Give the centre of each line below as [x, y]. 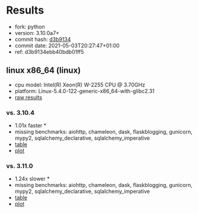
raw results [28, 97]
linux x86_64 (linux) [44, 71]
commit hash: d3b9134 [43, 39]
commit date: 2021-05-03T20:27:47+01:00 [67, 46]
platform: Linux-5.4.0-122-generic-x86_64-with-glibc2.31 [85, 91]
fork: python [30, 27]
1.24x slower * [32, 179]
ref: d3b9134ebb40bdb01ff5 [49, 51]
